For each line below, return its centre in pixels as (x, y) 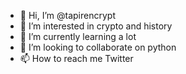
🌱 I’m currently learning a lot (78, 36)
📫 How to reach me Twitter (76, 58)
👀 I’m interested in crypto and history (96, 26)
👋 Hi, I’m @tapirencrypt (67, 15)
